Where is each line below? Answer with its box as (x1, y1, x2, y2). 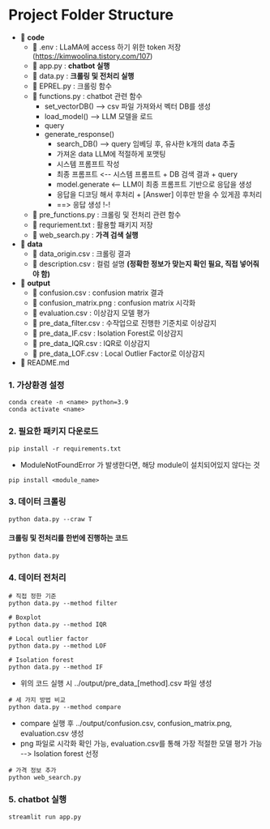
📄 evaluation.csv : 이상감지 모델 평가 (32, 308, 150, 318)
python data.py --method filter (8, 600, 118, 608)
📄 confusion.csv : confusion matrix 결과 (32, 288, 164, 297)
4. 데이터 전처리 (8, 571, 66, 583)
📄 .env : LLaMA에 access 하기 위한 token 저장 (32, 42, 182, 52)
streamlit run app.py (8, 813, 82, 821)
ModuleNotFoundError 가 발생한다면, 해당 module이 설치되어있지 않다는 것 (19, 459, 260, 469)
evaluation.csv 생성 (19, 729, 84, 738)
